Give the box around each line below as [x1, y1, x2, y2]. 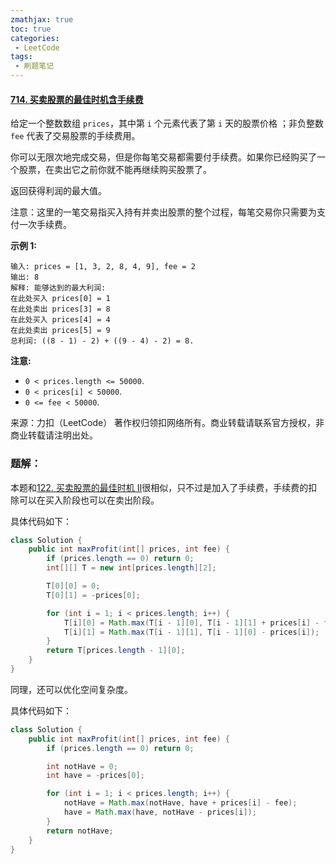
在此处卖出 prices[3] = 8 [10, 304, 111, 315]
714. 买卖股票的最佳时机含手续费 [10, 93, 144, 105]
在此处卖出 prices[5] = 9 [10, 326, 111, 336]
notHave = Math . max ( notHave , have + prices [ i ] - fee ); [63, 798, 298, 808]
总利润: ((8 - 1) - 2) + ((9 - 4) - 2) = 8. [10, 336, 195, 346]
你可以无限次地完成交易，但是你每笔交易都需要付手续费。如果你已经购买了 [10, 151, 317, 163]
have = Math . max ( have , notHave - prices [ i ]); [63, 807, 257, 817]
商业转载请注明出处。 [10, 429, 98, 441]
